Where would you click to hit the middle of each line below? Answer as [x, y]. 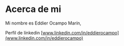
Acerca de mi [33, 9]
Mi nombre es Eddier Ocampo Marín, [43, 23]
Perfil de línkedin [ [24, 32]
